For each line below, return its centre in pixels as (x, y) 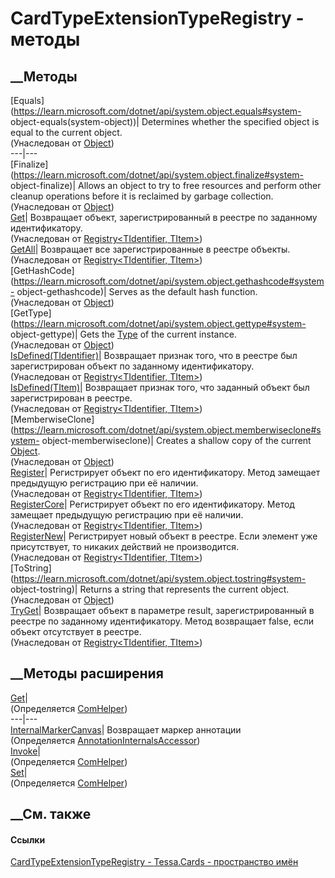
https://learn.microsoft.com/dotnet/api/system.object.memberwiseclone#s (167, 430)
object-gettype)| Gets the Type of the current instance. (123, 334)
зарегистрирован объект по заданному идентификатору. (132, 366)
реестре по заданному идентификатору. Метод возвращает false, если (162, 621)
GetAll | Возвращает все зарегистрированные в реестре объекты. (150, 249)
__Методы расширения (87, 673)
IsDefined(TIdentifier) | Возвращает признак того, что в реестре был (154, 355)
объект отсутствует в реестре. (76, 631)
